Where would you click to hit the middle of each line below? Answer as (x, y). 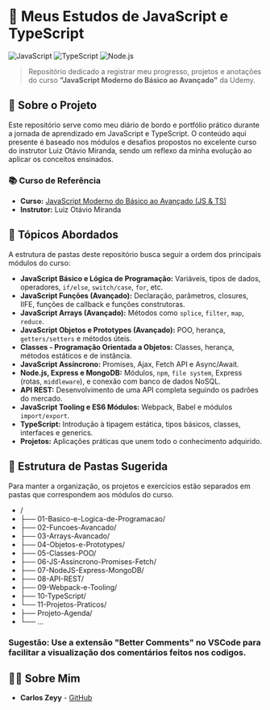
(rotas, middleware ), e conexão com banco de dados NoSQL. (120, 381)
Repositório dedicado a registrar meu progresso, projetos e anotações (145, 71)
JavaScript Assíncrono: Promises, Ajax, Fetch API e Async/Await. (129, 364)
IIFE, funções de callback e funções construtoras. (102, 304)
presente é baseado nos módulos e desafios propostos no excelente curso (133, 142)
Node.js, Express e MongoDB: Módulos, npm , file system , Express (131, 372)
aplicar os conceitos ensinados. (61, 159)
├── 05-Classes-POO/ (58, 553)
